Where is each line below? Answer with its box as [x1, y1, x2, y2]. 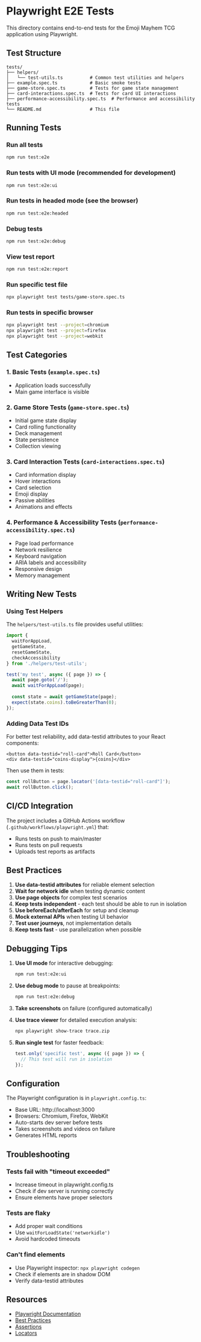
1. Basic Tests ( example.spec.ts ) [6, 368, 100, 376]
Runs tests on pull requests [14, 841, 83, 848]
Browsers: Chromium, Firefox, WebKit [14, 1112, 108, 1120]
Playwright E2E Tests [6, 4, 114, 18]
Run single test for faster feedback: [14, 1039, 104, 1046]
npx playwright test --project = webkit [6, 333, 104, 339]
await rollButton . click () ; [6, 784, 74, 790]
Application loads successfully [14, 382, 91, 389]
